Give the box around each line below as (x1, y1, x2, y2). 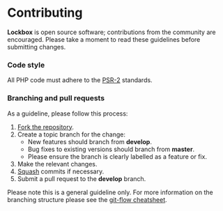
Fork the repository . (17, 123, 75, 131)
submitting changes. (7, 42, 66, 51)
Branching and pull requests (7, 93, 105, 103)
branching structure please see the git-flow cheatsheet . (7, 195, 167, 203)
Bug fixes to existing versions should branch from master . (27, 145, 195, 153)
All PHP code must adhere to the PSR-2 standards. (7, 76, 153, 84)
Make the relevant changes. (17, 159, 98, 168)
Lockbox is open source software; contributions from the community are (7, 28, 216, 36)
